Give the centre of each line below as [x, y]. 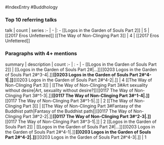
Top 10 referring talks [31, 20]
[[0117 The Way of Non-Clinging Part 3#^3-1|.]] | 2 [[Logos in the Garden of [81, 121]
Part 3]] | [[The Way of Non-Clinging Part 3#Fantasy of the [82, 106]
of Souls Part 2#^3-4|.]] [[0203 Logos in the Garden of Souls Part [72, 74]
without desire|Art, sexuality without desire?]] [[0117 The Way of [69, 90]
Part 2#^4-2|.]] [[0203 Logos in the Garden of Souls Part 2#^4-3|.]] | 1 [76, 137]
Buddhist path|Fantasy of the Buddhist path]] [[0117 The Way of [69, 111]
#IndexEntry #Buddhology [31, 7]
